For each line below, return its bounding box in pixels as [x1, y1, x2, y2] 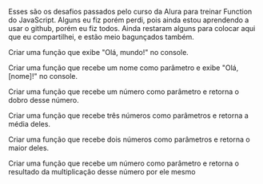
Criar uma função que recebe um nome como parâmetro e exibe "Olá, [8, 63, 239, 72]
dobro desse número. [8, 96, 79, 104]
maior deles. [8, 143, 50, 152]
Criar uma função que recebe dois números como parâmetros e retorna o [8, 135, 250, 144]
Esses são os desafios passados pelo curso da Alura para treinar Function [8, 7, 253, 16]
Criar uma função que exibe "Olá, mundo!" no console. [8, 48, 189, 57]
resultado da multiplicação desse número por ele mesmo [8, 167, 196, 176]
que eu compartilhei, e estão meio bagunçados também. [8, 32, 194, 41]
